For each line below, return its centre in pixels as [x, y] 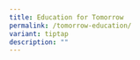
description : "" [39, 42]
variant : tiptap [39, 34]
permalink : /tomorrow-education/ [70, 26]
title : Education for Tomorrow [66, 17]
